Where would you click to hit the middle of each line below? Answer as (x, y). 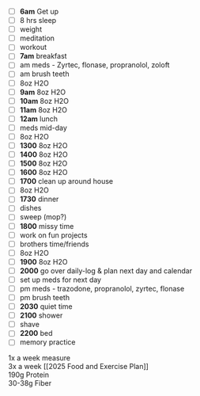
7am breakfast (43, 56)
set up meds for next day (60, 280)
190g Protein (29, 375)
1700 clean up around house (66, 181)
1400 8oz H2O (44, 154)
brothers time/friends (54, 244)
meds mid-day (43, 128)
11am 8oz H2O (43, 109)
